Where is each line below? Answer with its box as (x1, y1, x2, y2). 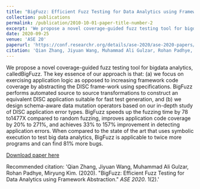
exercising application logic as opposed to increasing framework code (6, 76, 179, 83)
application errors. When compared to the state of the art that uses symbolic (6, 127, 194, 134)
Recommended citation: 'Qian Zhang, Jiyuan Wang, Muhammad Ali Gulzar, (6, 163, 189, 170)
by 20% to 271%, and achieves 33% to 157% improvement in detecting (6, 120, 180, 128)
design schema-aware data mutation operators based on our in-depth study (6, 102, 193, 109)
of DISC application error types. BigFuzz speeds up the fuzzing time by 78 (6, 108, 189, 115)
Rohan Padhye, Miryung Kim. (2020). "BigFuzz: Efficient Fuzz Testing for (6, 169, 185, 176)
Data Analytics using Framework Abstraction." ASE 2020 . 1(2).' (6, 175, 160, 182)
